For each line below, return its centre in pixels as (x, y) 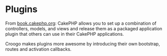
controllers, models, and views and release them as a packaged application (84, 28)
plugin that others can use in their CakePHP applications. (65, 34)
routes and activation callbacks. (38, 49)
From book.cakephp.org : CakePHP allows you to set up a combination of (81, 23)
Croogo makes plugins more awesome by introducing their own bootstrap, (83, 43)
